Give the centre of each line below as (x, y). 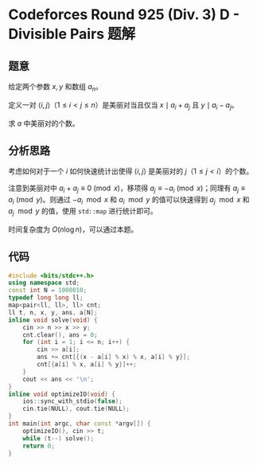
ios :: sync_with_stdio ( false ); (73, 401)
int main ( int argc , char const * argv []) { (80, 424)
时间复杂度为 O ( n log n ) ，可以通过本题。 (73, 229)
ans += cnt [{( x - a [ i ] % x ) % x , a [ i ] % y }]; (114, 357)
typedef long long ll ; (46, 298)
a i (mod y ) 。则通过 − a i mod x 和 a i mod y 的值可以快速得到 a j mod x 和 (129, 201)
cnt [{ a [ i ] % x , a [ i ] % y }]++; (87, 365)
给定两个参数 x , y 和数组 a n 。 (56, 88)
